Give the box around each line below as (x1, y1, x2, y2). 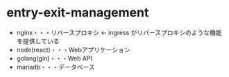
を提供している (16, 36, 60, 45)
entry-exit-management (6, 5, 149, 21)
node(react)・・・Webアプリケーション (16, 45, 130, 54)
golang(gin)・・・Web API (16, 54, 93, 63)
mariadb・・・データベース (16, 63, 95, 71)
